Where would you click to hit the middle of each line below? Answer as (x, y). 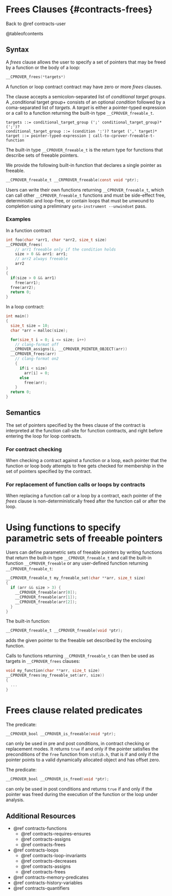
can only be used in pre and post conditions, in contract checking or (78, 743)
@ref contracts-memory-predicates (51, 878)
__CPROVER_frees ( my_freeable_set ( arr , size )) (55, 675)
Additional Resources (41, 816)
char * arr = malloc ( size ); (39, 330)
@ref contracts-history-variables (48, 883)
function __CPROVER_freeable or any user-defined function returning (77, 563)
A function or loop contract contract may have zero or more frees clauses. (84, 87)
